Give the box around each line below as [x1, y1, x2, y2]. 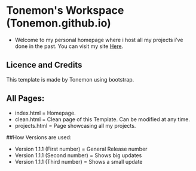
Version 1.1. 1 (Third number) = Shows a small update [14, 158, 143, 165]
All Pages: [6, 94, 45, 104]
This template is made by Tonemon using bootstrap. [6, 76, 134, 83]
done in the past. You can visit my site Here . [14, 43, 124, 50]
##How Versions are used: [6, 133, 72, 141]
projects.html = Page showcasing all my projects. [14, 122, 136, 129]
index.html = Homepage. [14, 109, 76, 116]
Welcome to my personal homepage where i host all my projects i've [14, 36, 183, 43]
